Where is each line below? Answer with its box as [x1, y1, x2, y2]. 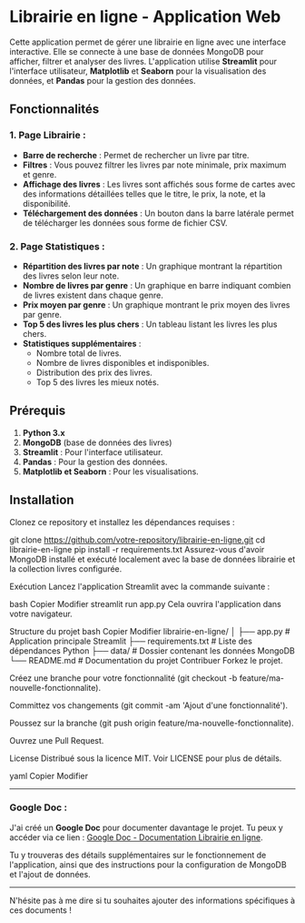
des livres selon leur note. [22, 270, 120, 281]
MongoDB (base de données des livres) [22, 437, 172, 448]
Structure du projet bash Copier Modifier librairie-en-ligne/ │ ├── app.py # [9, 625, 290, 636]
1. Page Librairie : [9, 129, 86, 142]
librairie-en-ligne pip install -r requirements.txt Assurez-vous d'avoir [9, 543, 265, 554]
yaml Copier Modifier [9, 770, 89, 781]
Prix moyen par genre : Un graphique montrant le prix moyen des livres [22, 299, 290, 310]
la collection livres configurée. [9, 563, 123, 574]
